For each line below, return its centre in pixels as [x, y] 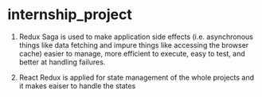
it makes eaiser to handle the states [77, 86]
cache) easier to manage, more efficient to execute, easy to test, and [132, 53]
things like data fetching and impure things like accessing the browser [134, 45]
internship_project [70, 15]
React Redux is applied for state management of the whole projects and [137, 77]
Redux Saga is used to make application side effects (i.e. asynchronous [136, 37]
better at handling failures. [62, 62]
